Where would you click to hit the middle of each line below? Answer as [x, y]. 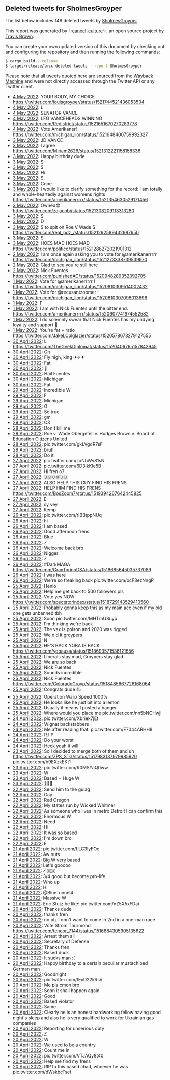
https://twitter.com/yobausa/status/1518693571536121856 [73, 651]
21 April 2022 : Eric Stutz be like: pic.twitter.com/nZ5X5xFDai [76, 903]
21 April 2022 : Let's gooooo [42, 865]
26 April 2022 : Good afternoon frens [51, 531]
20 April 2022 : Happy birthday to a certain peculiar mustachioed [80, 963]
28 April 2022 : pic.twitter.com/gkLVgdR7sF [58, 444]
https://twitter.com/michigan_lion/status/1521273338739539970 [80, 259]
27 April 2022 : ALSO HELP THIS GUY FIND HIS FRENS [70, 482]
